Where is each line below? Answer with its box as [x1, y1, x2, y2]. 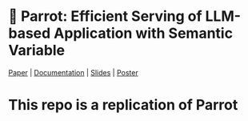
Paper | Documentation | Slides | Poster [8, 67, 138, 77]
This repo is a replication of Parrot [8, 96, 238, 115]
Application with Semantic [53, 24, 234, 42]
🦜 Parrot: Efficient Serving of [8, 7, 202, 26]
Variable [8, 42, 66, 59]
